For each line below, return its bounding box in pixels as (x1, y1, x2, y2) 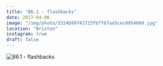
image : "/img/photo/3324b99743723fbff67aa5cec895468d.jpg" (6, 20, 158, 26)
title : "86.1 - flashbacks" (6, 8, 77, 15)
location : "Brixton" (6, 25, 59, 32)
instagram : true (6, 31, 47, 37)
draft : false (6, 37, 39, 43)
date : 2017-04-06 (6, 14, 50, 20)
